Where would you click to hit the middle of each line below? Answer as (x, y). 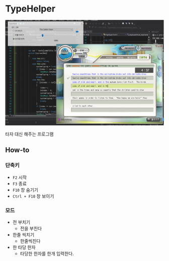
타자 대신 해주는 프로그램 (29, 134)
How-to (17, 150)
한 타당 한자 (24, 247)
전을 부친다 (31, 228)
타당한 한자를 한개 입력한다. (47, 253)
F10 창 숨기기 (25, 190)
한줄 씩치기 (23, 235)
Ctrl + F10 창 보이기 (33, 196)
